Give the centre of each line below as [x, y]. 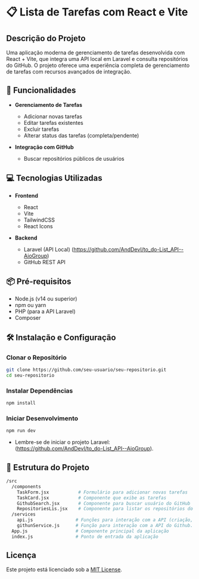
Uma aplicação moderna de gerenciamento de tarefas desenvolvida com [96, 53]
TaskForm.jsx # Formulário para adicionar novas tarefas [102, 492]
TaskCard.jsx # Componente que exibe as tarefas [92, 498]
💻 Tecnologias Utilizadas [54, 178]
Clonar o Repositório [36, 357]
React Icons [38, 226]
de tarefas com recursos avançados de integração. [69, 72]
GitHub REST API [44, 262]
